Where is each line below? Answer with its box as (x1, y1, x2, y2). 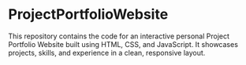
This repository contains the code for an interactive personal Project (8, 31, 230, 41)
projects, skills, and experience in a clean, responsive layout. (8, 48, 206, 57)
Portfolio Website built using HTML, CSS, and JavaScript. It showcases (8, 39, 239, 49)
